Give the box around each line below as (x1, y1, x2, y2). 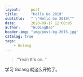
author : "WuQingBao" (5, 25, 55, 30)
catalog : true (5, 34, 34, 39)
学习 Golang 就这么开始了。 (5, 66, 60, 72)
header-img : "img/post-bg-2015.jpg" (5, 30, 79, 34)
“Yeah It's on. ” (16, 56, 47, 62)
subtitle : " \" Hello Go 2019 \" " (5, 16, 75, 21)
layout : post (5, 7, 40, 12)
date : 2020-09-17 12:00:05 (5, 20, 72, 26)
